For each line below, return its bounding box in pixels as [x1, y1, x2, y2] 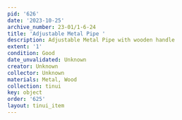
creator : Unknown [7, 63, 59, 70]
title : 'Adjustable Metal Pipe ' [7, 30, 106, 37]
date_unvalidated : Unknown [7, 56, 87, 64]
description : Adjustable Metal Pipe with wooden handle [7, 37, 175, 44]
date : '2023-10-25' [7, 17, 65, 24]
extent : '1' [7, 43, 42, 50]
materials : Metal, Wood [7, 76, 78, 83]
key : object [7, 89, 42, 96]
